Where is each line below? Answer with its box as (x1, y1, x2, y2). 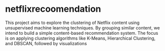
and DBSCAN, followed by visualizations (5, 40, 87, 46)
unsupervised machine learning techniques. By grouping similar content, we (5, 25, 160, 30)
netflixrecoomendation (5, 3, 101, 15)
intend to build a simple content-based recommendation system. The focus (5, 30, 159, 36)
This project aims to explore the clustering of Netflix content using (5, 20, 140, 25)
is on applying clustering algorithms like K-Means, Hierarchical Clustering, (5, 35, 156, 41)
